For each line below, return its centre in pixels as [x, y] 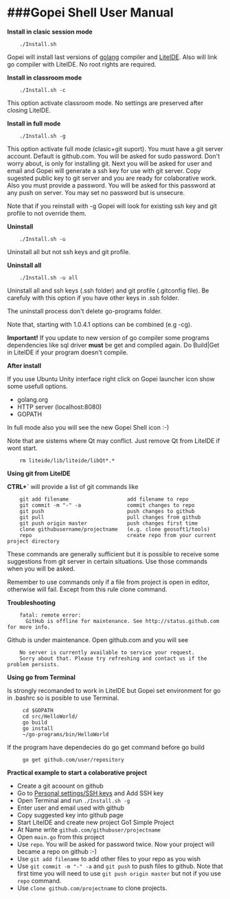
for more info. [29, 627]
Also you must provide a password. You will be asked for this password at [111, 185]
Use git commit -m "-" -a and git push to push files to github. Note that [120, 866]
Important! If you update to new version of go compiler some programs [108, 337]
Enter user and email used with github [71, 808]
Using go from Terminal [41, 677]
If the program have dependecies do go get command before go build [106, 747]
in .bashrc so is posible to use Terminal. [63, 698]
